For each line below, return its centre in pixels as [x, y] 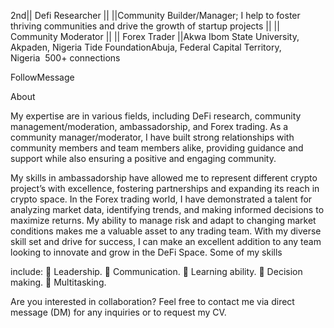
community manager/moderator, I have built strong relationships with [152, 137]
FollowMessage [42, 77]
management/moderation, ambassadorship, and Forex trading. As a [149, 126]
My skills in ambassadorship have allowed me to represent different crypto [164, 178]
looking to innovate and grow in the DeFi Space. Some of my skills [146, 252]
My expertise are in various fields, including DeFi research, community [156, 116]
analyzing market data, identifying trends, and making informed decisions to [167, 209]
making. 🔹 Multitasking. [58, 282]
